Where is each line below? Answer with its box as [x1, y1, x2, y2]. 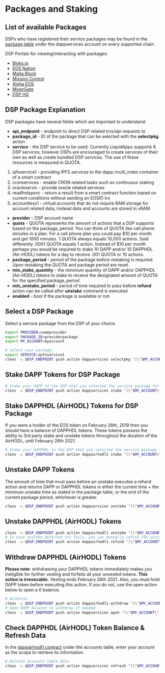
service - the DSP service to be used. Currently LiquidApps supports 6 [12, 144, 156, 150]
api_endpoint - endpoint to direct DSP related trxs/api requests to [12, 128, 146, 134]
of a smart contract [12, 174, 52, 180]
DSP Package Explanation [5, 105, 86, 114]
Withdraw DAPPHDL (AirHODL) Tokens [5, 553, 127, 561]
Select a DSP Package [5, 308, 74, 316]
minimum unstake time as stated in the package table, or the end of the [5, 489, 149, 495]
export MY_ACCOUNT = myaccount [5, 339, 65, 344]
